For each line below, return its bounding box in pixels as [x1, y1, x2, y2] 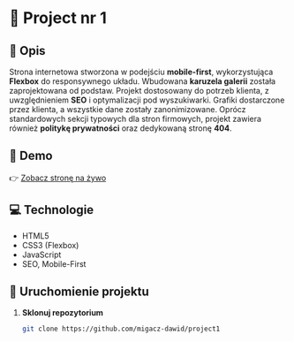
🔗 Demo [9, 148, 53, 163]
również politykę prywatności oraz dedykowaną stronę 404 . [9, 123, 232, 133]
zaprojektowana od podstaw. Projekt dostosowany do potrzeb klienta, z [9, 86, 269, 95]
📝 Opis [9, 43, 46, 58]
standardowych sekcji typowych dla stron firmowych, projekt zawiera [9, 114, 262, 124]
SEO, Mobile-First [21, 258, 87, 269]
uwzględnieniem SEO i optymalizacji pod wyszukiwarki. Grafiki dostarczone [9, 95, 285, 105]
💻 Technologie [9, 202, 94, 217]
